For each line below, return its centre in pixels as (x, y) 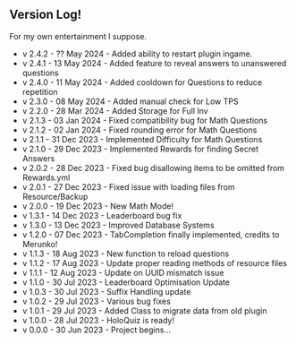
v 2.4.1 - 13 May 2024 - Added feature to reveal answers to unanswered (154, 63)
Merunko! (40, 244)
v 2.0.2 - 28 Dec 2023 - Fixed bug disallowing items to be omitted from (153, 168)
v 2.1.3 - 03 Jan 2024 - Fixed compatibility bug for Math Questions (145, 120)
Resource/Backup (55, 196)
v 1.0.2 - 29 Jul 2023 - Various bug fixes (97, 301)
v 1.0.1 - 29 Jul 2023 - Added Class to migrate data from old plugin (144, 310)
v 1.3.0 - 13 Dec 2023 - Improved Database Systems (118, 225)
